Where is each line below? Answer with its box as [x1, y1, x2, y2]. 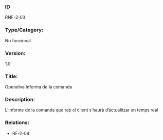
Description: [5, 96, 35, 103]
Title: [5, 73, 18, 80]
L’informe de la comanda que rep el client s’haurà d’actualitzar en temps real [5, 107, 159, 113]
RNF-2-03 [5, 15, 26, 20]
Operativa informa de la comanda [5, 84, 72, 90]
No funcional [5, 37, 31, 43]
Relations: [5, 119, 30, 126]
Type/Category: [5, 27, 44, 34]
